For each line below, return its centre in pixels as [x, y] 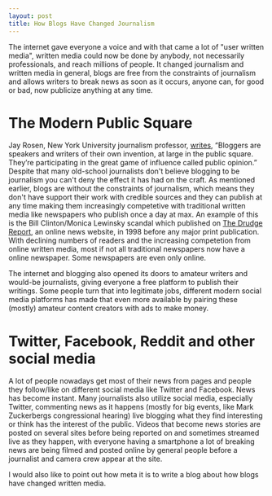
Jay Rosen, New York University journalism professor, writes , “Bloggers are [135, 145]
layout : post [31, 16]
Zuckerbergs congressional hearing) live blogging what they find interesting [136, 415]
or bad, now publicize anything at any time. [81, 90]
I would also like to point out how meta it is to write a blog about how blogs [134, 475]
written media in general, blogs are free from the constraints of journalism [132, 72]
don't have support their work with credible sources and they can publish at [136, 197]
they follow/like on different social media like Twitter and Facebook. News [132, 390]
